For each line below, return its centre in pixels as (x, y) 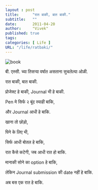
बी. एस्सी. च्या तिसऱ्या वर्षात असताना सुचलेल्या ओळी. (47, 72)
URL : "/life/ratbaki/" (29, 47)
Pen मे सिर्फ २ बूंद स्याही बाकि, (30, 102)
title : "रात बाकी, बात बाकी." (38, 15)
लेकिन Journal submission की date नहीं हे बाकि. (49, 172)
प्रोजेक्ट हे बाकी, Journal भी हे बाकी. (35, 92)
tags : (11, 38)
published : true (22, 33)
